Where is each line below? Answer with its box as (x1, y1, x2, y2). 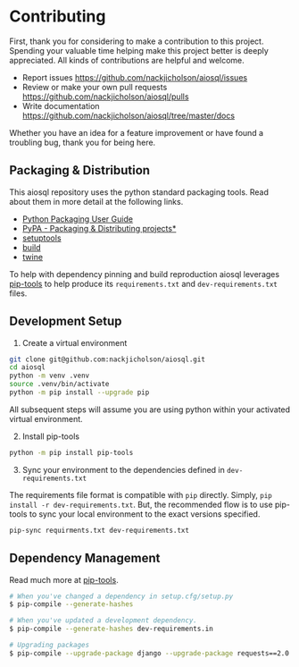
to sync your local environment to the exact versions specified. (29, 508, 261, 519)
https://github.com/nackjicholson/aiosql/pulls (21, 91, 189, 102)
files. (9, 288, 28, 299)
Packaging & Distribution (9, 163, 150, 178)
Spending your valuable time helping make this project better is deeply (9, 45, 270, 55)
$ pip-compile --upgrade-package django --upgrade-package (9, 648, 234, 658)
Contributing (9, 6, 106, 27)
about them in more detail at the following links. (9, 196, 184, 207)
